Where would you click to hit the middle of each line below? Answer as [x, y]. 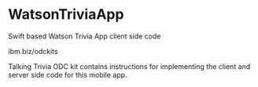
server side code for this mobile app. [68, 74]
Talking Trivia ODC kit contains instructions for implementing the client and [129, 66]
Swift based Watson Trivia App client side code [85, 36]
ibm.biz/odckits [33, 51]
